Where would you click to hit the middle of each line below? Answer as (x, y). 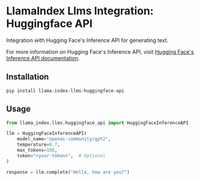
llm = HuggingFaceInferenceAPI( (46, 134)
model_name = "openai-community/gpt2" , (64, 139)
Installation (28, 77)
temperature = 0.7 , (39, 145)
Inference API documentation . (43, 58)
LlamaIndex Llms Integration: (80, 11)
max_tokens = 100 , (37, 151)
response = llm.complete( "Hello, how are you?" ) (68, 172)
